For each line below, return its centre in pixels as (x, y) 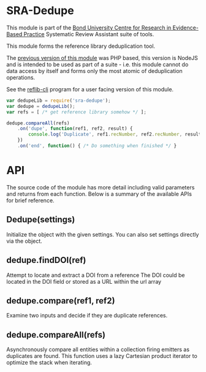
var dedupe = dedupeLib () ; (41, 106)
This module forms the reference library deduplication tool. (81, 46)
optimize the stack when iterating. (49, 363)
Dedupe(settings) (41, 220)
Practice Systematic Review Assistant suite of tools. (89, 34)
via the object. (25, 241)
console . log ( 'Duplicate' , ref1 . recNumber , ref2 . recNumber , (105, 135)
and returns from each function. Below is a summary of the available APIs (99, 194)
